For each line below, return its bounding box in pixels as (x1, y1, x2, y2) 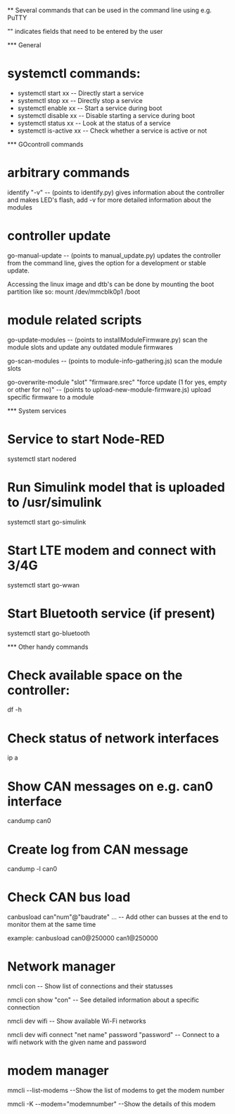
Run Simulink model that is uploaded (7, 479, 225, 495)
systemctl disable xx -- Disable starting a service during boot (17, 111, 196, 119)
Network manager (7, 959, 116, 975)
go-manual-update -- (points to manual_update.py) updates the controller (7, 251, 222, 260)
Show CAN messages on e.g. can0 (7, 778, 213, 794)
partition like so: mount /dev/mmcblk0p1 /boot (7, 287, 141, 296)
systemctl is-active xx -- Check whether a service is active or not (17, 126, 208, 135)
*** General (7, 41, 42, 49)
